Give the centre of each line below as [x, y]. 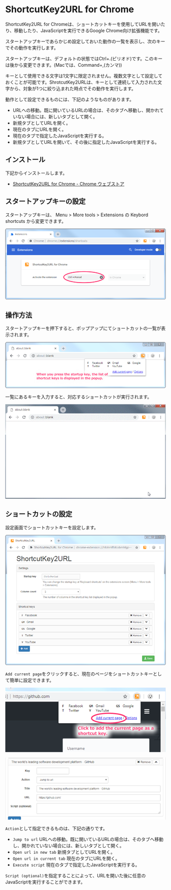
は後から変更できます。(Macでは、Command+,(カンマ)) [64, 65]
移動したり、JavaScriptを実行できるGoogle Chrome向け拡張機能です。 [88, 30]
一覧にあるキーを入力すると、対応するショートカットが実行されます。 [79, 397]
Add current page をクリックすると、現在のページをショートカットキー [79, 674]
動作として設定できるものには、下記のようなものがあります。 [69, 99]
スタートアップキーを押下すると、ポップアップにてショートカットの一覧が [83, 328]
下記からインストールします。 [36, 173]
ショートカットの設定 [39, 514]
